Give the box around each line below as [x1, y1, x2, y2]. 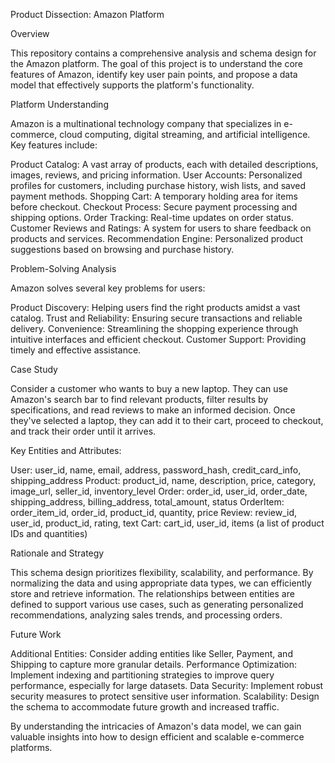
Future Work [10, 629, 62, 640]
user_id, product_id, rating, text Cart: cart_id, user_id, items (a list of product [10, 517, 325, 529]
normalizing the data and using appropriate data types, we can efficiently [10, 577, 312, 589]
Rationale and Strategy [10, 547, 105, 559]
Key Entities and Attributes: [10, 445, 122, 456]
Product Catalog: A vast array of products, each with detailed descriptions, [10, 159, 319, 170]
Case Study [10, 364, 58, 375]
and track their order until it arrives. [10, 425, 157, 437]
